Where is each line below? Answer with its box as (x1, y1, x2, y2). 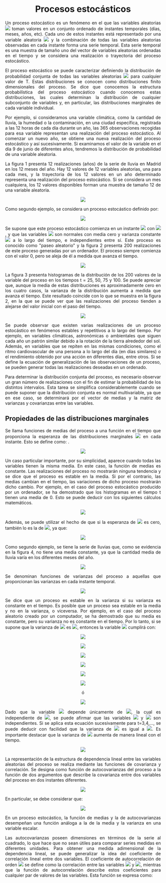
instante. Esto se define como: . (5, 439, 70, 445)
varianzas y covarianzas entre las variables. (5, 400, 94, 406)
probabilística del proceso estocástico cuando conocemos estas (5, 89, 161, 95)
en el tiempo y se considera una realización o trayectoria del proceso (5, 52, 161, 58)
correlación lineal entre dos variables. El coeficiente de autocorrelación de (5, 856, 161, 862)
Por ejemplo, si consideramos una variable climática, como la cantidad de (5, 114, 161, 120)
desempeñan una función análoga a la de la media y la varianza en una (5, 820, 161, 826)
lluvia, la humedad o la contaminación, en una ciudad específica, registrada (5, 120, 161, 126)
